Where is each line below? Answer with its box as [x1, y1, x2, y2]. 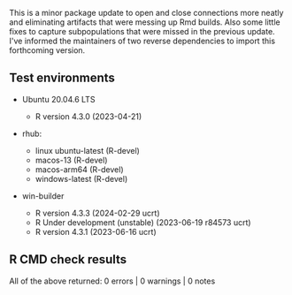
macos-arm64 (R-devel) [35, 163, 124, 175]
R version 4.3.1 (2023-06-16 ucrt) [35, 226, 157, 237]
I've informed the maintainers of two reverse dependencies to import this [9, 35, 276, 46]
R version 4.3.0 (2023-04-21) [35, 110, 142, 122]
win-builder [21, 190, 65, 201]
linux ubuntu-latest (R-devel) [35, 145, 140, 155]
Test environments [9, 71, 115, 86]
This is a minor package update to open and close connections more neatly [9, 8, 284, 18]
